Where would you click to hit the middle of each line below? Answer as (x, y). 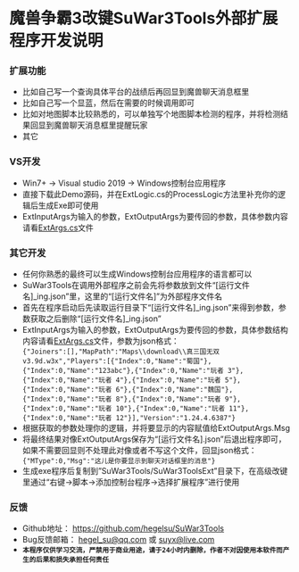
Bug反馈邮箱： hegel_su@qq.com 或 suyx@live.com (118, 540)
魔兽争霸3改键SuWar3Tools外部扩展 (144, 18)
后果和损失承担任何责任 (72, 560)
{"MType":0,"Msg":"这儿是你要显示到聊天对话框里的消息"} (119, 461)
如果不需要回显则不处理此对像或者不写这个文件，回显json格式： (139, 451)
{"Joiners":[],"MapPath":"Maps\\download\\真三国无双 (121, 352)
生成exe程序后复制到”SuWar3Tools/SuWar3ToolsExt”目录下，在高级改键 (155, 471)
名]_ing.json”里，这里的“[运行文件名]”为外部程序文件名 (122, 296)
